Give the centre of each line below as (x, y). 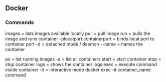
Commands (20, 22)
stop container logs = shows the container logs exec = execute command (81, 64)
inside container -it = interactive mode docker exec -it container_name (78, 69)
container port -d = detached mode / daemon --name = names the (74, 44)
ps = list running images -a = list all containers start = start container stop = (83, 59)
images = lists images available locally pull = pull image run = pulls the (78, 33)
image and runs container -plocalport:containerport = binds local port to (80, 38)
